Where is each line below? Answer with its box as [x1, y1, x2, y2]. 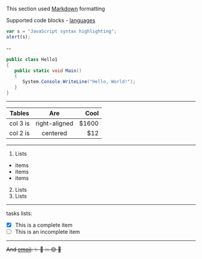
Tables [10, 109, 29, 117]
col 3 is [9, 119, 30, 127]
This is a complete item [14, 221, 73, 228]
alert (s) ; [6, 34, 31, 40]
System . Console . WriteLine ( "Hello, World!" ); [22, 79, 136, 85]
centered [41, 129, 67, 137]
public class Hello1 [6, 56, 58, 62]
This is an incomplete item [14, 228, 80, 235]
